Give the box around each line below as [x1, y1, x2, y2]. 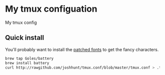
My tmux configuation [5, 3, 97, 15]
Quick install [5, 34, 44, 42]
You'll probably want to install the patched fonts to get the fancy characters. [5, 46, 159, 52]
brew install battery [5, 60, 50, 65]
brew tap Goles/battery [5, 56, 54, 61]
